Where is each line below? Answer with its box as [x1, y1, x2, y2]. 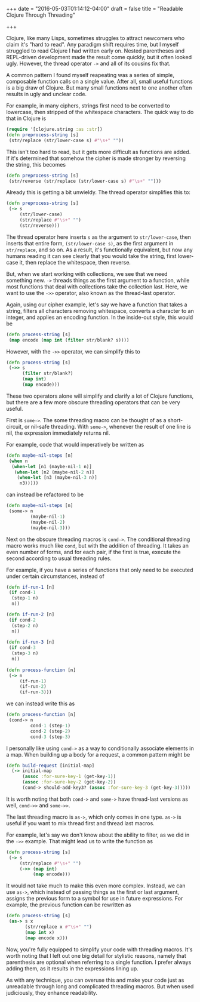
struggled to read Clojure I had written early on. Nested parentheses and [6, 47, 185, 54]
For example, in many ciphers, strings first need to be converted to [6, 102, 170, 109]
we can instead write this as [6, 700, 75, 707]
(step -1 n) [11, 595, 39, 601]
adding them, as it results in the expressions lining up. [6, 964, 139, 972]
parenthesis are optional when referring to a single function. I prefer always [6, 958, 192, 966]
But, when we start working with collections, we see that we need [6, 270, 168, 277]
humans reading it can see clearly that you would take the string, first [6, 252, 177, 259]
